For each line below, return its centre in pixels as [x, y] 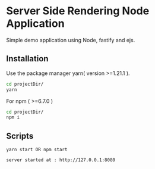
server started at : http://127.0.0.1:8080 [61, 160]
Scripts [20, 136]
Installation [27, 59]
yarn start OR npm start [37, 150]
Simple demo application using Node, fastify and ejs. [71, 40]
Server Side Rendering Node [78, 11]
